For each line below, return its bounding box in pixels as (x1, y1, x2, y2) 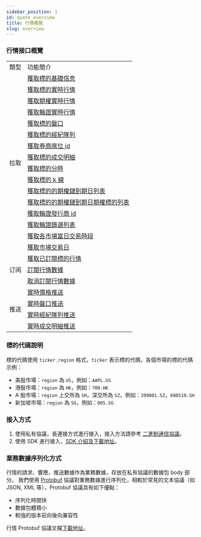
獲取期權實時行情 (27, 97, 76, 105)
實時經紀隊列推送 (27, 311, 76, 319)
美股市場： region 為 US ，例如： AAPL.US (14, 376, 112, 383)
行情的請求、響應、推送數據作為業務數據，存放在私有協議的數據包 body (6, 469, 184, 476)
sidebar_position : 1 (6, 8, 58, 15)
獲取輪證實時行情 (27, 108, 76, 116)
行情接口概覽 (6, 46, 44, 55)
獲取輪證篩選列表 (27, 220, 76, 229)
